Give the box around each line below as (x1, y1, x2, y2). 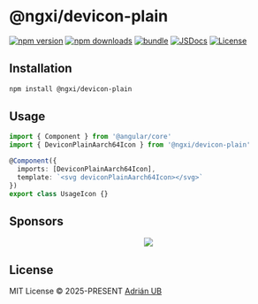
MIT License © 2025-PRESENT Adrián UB (9, 285, 162, 297)
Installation (9, 61, 72, 76)
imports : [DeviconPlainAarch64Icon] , (17, 165, 156, 174)
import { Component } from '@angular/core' (9, 133, 172, 141)
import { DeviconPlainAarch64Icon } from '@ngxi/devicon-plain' (9, 141, 251, 149)
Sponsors (9, 214, 64, 229)
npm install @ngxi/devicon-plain (9, 84, 133, 94)
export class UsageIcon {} (9, 189, 109, 198)
